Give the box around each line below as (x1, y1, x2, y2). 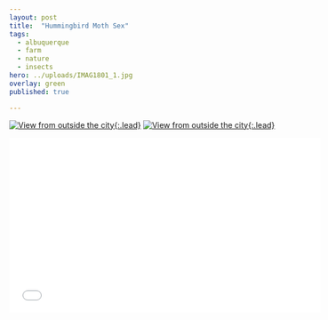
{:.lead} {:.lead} (114, 119, 276, 130)
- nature (17, 54, 50, 63)
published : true (9, 87, 69, 96)
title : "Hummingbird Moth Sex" (9, 21, 129, 30)
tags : (9, 29, 29, 38)
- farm (17, 46, 42, 55)
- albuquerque (17, 37, 69, 47)
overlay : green (9, 79, 66, 88)
